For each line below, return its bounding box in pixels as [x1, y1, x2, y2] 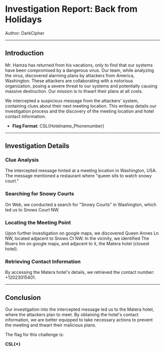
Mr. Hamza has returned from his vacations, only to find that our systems [5, 62, 153, 68]
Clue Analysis [5, 156, 39, 163]
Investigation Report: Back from [5, 3, 137, 15]
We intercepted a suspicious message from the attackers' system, [5, 97, 139, 104]
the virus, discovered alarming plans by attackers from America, [5, 72, 135, 78]
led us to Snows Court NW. [5, 206, 60, 212]
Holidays [5, 14, 42, 25]
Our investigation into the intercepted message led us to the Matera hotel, [5, 306, 154, 313]
